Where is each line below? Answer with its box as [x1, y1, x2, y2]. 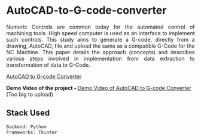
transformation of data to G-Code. [6, 61, 91, 69]
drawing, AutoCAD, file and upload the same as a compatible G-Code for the [6, 42, 195, 49]
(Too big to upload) [6, 91, 54, 98]
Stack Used [6, 108, 50, 118]
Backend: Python [6, 123, 47, 130]
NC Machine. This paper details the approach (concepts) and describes [6, 48, 195, 55]
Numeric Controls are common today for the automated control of [6, 23, 195, 30]
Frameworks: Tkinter [6, 129, 58, 135]
